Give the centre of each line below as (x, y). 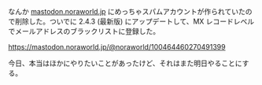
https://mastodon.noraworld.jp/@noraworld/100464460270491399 (117, 47)
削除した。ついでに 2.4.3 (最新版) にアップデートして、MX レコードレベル (135, 21)
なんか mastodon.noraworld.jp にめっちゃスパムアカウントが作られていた (127, 11)
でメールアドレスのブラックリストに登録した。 (84, 31)
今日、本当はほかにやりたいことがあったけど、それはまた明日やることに (125, 63)
